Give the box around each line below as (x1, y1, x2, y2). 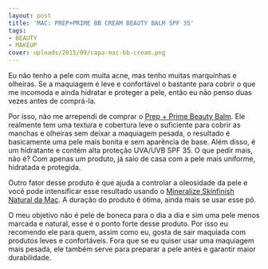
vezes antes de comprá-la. (8, 97, 97, 105)
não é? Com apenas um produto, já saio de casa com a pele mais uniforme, (8, 154, 256, 164)
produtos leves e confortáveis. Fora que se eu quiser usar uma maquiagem (8, 236, 254, 245)
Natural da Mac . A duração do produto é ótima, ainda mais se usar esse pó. (8, 195, 257, 204)
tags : (8, 26, 26, 34)
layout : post (8, 11, 52, 20)
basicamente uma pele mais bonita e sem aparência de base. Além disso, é (8, 137, 256, 146)
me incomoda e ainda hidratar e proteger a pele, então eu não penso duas (8, 88, 253, 97)
